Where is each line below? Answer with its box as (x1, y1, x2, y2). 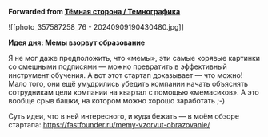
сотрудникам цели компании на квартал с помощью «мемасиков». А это (8, 87, 260, 97)
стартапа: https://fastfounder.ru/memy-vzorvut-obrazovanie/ (8, 120, 210, 129)
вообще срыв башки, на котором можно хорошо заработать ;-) (8, 96, 226, 105)
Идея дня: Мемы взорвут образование (8, 38, 146, 47)
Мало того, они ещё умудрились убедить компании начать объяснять (8, 79, 249, 88)
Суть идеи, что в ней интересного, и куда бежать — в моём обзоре (8, 111, 240, 121)
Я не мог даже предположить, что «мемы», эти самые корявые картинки (8, 54, 261, 62)
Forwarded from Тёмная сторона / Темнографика (8, 7, 181, 16)
